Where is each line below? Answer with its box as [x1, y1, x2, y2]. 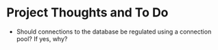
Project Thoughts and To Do [6, 5, 169, 21]
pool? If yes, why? [16, 34, 68, 42]
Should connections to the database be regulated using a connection [16, 27, 212, 36]
